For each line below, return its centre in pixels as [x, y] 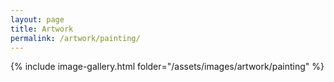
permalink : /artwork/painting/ [75, 38]
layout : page [37, 19]
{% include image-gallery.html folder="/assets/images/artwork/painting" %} [167, 67]
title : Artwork [42, 29]
